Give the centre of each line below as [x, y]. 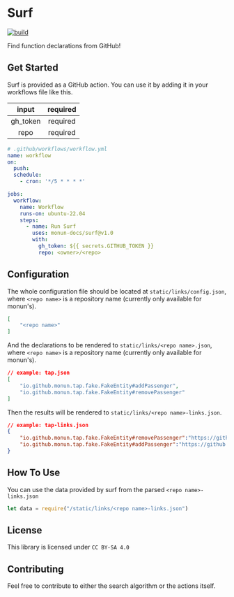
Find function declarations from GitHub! [64, 45]
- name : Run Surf [51, 226]
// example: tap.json [39, 373]
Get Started [33, 68]
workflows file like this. [40, 92]
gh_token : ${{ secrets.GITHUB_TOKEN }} [96, 246]
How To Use [34, 473]
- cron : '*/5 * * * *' [53, 182]
